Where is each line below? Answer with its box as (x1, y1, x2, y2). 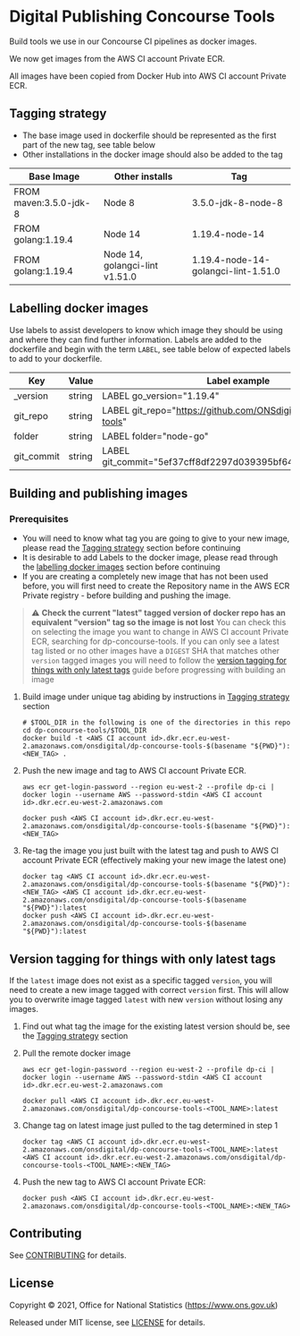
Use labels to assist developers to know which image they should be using (9, 324, 283, 335)
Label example (206, 374, 271, 387)
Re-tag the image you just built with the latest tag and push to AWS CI (21, 845, 279, 856)
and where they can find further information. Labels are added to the (9, 334, 262, 345)
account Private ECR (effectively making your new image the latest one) (21, 855, 287, 866)
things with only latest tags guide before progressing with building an (30, 664, 286, 675)
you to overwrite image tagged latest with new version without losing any (9, 994, 283, 1005)
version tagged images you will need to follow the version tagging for (30, 655, 287, 666)
